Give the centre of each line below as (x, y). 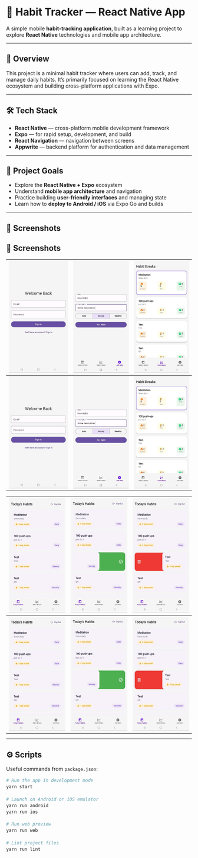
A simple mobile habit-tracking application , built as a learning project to (94, 28)
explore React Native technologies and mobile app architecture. (84, 34)
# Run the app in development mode (50, 780)
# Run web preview (29, 824)
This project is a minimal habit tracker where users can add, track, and (92, 73)
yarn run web (22, 831)
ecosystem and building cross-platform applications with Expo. (83, 86)
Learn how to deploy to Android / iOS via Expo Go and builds (89, 204)
